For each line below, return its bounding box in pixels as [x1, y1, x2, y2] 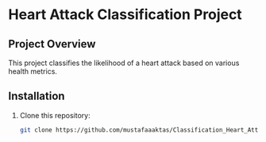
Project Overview [8, 37, 96, 51]
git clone [19, 125, 53, 134]
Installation [8, 90, 65, 103]
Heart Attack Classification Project [8, 6, 242, 24]
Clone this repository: [19, 110, 91, 120]
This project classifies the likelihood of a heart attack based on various [8, 58, 240, 67]
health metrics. [8, 67, 58, 76]
